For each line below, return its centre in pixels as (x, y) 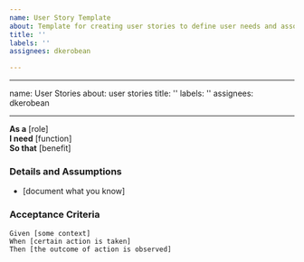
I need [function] (41, 139)
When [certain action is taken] (70, 241)
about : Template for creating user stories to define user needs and (143, 26)
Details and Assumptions (66, 172)
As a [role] (29, 129)
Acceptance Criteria (55, 215)
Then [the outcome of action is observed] (90, 249)
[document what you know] (74, 192)
